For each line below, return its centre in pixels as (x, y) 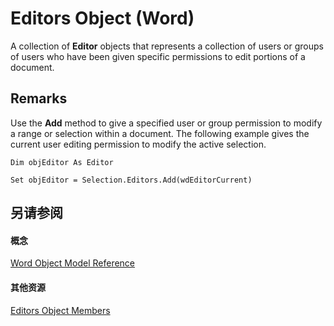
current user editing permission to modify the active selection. (138, 144)
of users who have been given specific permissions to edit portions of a (158, 56)
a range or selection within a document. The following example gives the (160, 133)
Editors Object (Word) (102, 18)
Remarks (39, 98)
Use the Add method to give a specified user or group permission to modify (166, 123)
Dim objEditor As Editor (62, 162)
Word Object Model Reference (73, 263)
